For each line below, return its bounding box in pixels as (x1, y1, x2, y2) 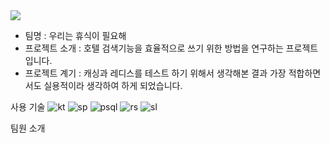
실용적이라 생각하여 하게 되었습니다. (43, 80, 183, 91)
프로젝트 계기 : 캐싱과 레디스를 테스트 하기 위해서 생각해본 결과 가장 (24, 67, 287, 79)
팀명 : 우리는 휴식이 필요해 (24, 30, 127, 41)
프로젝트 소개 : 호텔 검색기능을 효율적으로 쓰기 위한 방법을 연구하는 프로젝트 (24, 42, 319, 54)
